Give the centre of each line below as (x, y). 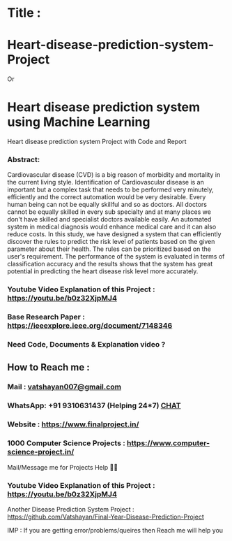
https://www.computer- (168, 443)
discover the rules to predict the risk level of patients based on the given (111, 242)
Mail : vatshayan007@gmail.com (64, 387)
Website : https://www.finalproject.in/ (73, 424)
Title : (24, 13)
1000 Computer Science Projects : (66, 443)
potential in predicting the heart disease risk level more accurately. (103, 271)
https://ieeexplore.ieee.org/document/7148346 (90, 326)
